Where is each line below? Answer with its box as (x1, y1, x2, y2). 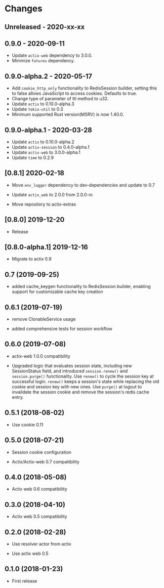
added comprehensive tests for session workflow (11, 326, 113, 332)
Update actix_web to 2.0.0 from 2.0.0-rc (11, 191, 93, 198)
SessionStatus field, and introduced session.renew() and (11, 368, 128, 374)
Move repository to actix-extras (11, 201, 76, 207)
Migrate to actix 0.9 (11, 256, 52, 262)
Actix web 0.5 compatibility (11, 513, 68, 519)
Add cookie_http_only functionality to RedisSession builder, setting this (11, 85, 157, 91)
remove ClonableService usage (11, 316, 76, 322)
